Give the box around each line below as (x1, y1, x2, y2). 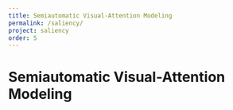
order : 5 (8, 33, 37, 42)
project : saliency (8, 26, 69, 34)
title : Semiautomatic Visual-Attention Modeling (8, 11, 173, 20)
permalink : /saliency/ (8, 19, 83, 27)
